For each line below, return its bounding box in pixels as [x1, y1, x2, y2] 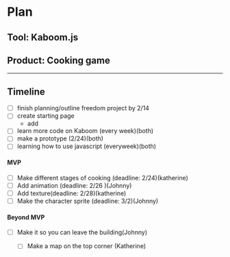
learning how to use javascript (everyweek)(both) [16, 142, 156, 151]
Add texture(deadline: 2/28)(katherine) [16, 189, 127, 197]
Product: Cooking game [7, 54, 111, 66]
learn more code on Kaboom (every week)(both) [16, 127, 154, 135]
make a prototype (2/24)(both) [16, 134, 104, 143]
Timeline [7, 86, 46, 97]
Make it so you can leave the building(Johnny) [16, 228, 148, 236]
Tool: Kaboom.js [7, 32, 79, 43]
